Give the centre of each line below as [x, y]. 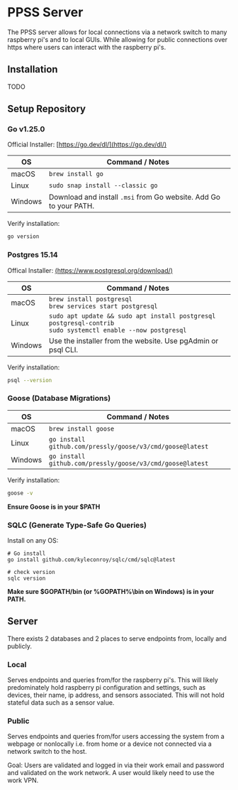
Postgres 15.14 [33, 255]
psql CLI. [63, 350]
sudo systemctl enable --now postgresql [118, 330]
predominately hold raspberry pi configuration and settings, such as [107, 688]
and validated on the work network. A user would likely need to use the [111, 773]
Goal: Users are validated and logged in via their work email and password [116, 765]
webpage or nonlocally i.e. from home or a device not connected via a [110, 744]
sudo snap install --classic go [103, 186]
